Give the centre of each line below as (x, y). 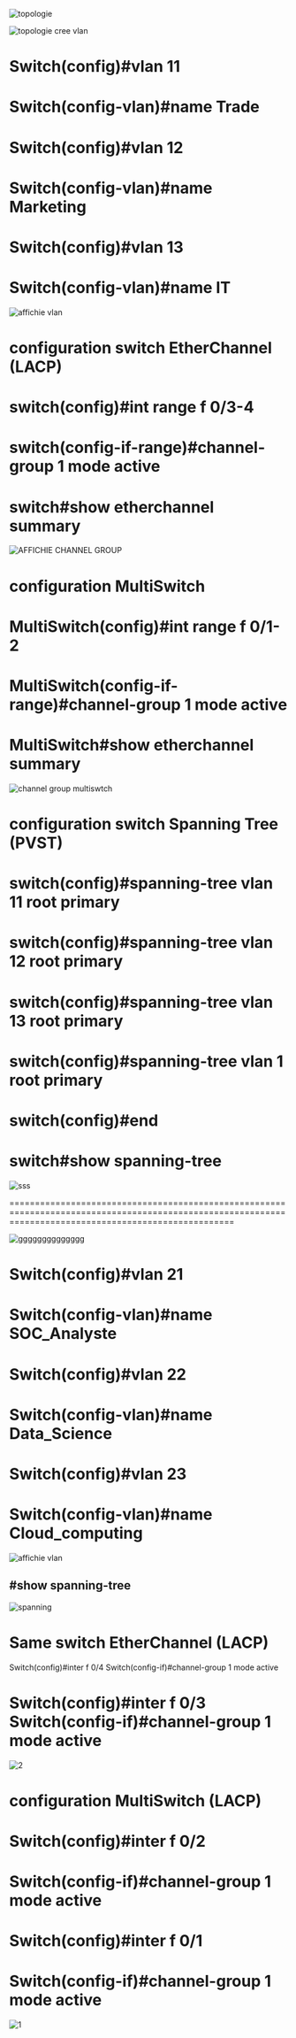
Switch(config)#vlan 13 (96, 247)
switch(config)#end (84, 1120)
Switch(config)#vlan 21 (96, 1275)
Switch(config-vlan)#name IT (120, 288)
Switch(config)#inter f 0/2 (107, 1841)
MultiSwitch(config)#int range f (128, 626)
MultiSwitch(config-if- (94, 685)
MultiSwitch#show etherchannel (132, 746)
